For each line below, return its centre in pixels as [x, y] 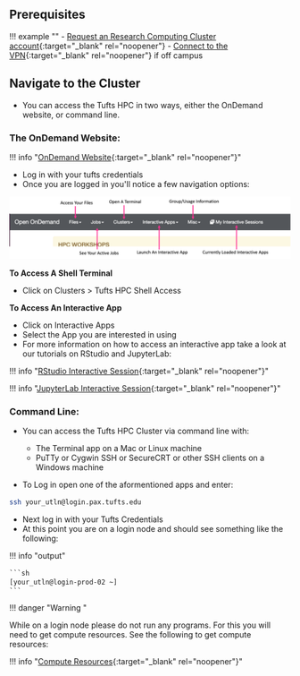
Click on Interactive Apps [68, 325]
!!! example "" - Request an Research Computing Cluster [113, 36]
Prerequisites [47, 15]
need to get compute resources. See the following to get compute [130, 635]
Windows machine [70, 467]
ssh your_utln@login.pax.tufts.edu [75, 502]
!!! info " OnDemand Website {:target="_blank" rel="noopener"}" [125, 157]
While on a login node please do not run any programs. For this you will [140, 625]
